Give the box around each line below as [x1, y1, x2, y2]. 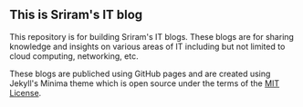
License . [9, 87, 42, 98]
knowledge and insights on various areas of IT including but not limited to [9, 41, 286, 52]
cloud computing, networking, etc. [9, 50, 139, 62]
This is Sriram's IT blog [9, 7, 143, 23]
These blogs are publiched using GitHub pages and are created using [9, 68, 271, 79]
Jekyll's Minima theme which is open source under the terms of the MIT [9, 77, 280, 89]
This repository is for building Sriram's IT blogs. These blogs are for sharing [9, 31, 295, 42]
